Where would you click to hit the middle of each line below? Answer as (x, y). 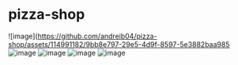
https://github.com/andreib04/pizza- (97, 36)
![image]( (23, 36)
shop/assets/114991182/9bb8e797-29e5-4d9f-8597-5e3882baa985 (119, 44)
